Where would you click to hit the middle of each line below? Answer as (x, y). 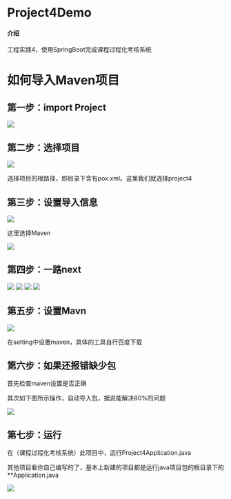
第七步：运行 (34, 435)
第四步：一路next (44, 270)
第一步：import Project (57, 107)
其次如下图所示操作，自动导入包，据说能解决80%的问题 (87, 398)
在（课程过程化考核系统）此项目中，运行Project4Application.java (99, 453)
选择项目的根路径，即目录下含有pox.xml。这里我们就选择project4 (100, 179)
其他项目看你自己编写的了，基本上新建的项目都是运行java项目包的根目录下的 (115, 467)
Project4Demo (49, 13)
